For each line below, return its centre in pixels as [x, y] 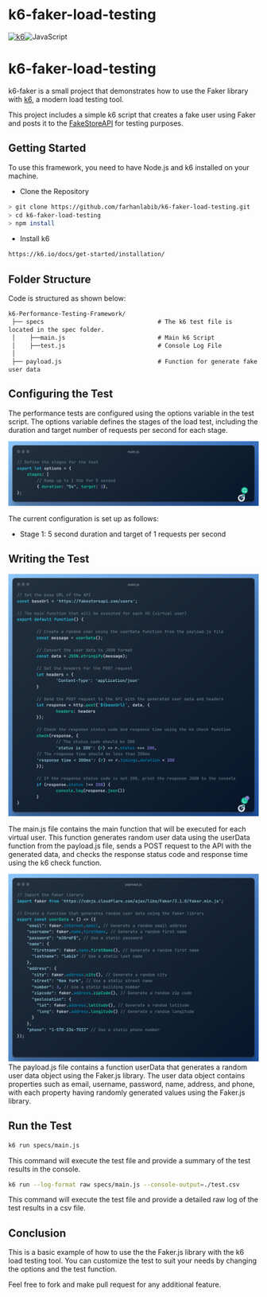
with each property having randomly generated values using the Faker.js [127, 1093]
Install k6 [35, 239]
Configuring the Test [61, 394]
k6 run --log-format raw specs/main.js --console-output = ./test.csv [124, 1184]
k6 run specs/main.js [44, 1145]
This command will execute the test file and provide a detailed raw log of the [133, 1200]
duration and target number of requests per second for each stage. [118, 430]
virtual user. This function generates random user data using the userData [129, 838]
